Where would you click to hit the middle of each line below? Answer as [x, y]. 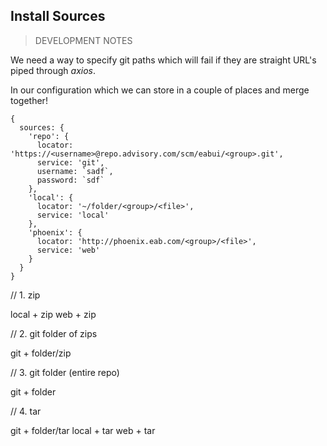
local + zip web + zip [53, 314]
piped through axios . [53, 70]
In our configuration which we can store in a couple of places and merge [160, 90]
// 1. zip [25, 295]
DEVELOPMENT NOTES [83, 40]
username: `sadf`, [75, 171]
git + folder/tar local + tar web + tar [83, 430]
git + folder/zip [41, 353]
